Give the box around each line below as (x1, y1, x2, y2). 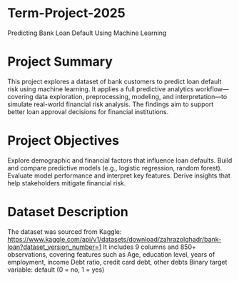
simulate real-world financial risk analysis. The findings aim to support (7, 100, 214, 108)
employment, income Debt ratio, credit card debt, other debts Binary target (7, 257, 228, 266)
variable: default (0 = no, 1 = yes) (7, 265, 105, 274)
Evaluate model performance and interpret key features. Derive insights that (7, 171, 230, 180)
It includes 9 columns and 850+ (103, 242, 196, 251)
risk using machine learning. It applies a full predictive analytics (7, 84, 194, 93)
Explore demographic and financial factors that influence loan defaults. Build (7, 155, 233, 165)
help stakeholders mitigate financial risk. (7, 178, 126, 187)
